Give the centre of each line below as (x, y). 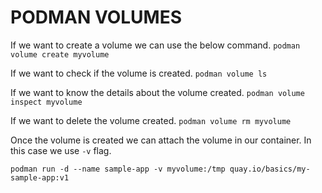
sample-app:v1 (40, 177)
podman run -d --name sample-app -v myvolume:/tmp (118, 169)
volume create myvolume (60, 54)
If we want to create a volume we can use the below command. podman (155, 45)
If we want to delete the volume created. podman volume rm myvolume (151, 120)
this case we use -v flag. (61, 150)
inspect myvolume (46, 102)
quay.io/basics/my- (270, 169)
